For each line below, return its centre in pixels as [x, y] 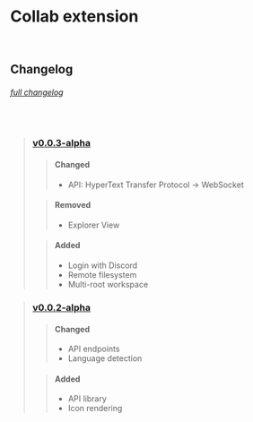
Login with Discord [103, 265]
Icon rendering [95, 409]
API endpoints [94, 349]
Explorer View [94, 225]
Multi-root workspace [108, 285]
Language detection [105, 358]
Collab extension [74, 17]
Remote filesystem [102, 275]
